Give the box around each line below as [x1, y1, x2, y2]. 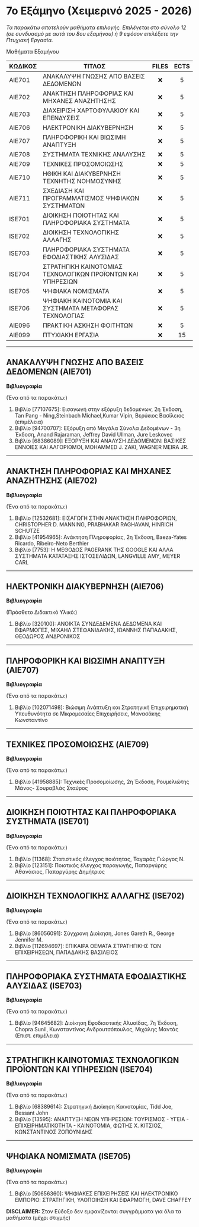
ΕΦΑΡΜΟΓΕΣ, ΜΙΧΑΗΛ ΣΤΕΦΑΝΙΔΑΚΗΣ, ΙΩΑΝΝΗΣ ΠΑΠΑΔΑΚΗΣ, [14, 626, 178, 634]
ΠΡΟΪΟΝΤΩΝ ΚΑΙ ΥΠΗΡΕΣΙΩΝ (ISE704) [6, 1064, 153, 1074]
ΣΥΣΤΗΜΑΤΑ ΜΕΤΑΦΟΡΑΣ [42, 304, 119, 312]
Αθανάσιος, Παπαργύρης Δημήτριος [14, 868, 105, 875]
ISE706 [9, 304, 30, 312]
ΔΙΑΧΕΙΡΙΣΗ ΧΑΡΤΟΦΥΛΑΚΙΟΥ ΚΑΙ [42, 106, 140, 114]
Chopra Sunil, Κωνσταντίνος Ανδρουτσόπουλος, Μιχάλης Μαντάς [14, 1026, 179, 1033]
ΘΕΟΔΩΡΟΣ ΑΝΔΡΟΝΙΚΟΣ [14, 633, 81, 640]
